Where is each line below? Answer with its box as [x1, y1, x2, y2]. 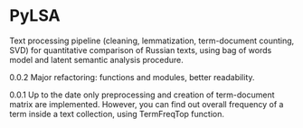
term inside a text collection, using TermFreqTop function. [9, 108, 224, 119]
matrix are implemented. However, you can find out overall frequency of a [9, 98, 284, 109]
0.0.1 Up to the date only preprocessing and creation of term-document [9, 89, 275, 100]
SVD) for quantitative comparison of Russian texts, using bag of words [9, 44, 272, 55]
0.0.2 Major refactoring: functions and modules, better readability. [9, 71, 255, 82]
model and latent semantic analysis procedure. [9, 54, 184, 65]
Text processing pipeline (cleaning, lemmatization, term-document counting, [9, 35, 295, 46]
